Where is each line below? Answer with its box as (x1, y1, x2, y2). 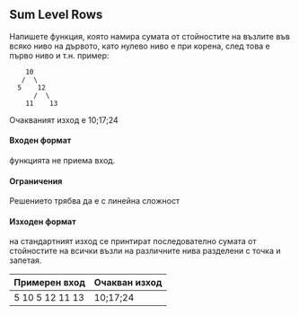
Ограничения (9, 175, 63, 187)
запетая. (9, 255, 42, 266)
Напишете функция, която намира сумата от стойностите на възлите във (9, 31, 290, 41)
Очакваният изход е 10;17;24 (9, 114, 119, 125)
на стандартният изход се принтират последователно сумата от (9, 236, 257, 247)
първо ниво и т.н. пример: (9, 49, 110, 61)
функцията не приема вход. (9, 155, 116, 166)
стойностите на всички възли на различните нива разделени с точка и (9, 246, 281, 257)
